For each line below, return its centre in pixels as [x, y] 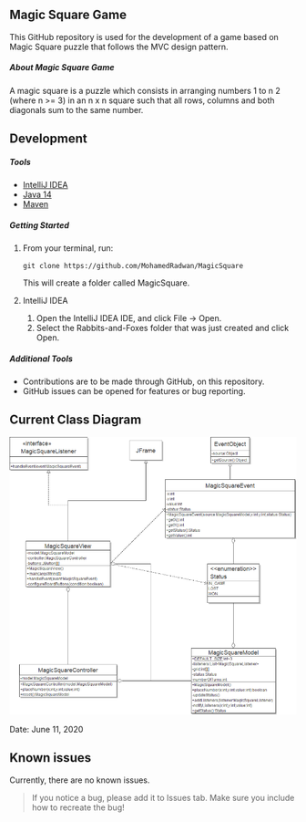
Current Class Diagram [76, 420]
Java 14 [37, 194]
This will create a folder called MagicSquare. [106, 283]
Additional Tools [41, 359]
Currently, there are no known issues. [80, 780]
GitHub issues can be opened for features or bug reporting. [134, 391]
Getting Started [40, 225]
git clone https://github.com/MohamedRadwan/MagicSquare [133, 266]
